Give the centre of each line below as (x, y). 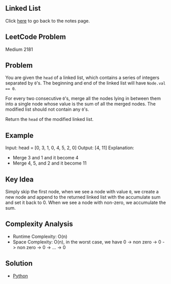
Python (20, 276)
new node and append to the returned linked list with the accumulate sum (83, 197)
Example (19, 135)
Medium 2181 (19, 49)
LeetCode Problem (36, 37)
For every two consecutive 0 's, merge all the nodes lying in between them (83, 98)
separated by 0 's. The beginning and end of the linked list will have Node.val (85, 83)
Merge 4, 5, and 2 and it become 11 (50, 163)
